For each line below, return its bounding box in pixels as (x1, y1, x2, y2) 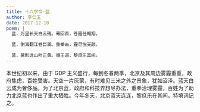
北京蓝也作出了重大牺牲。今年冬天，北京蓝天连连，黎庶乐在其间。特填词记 (11, 92, 194, 99)
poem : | (6, 25, 26, 32)
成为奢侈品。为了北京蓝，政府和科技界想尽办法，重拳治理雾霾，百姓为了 (11, 84, 189, 91)
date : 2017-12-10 (6, 20, 49, 26)
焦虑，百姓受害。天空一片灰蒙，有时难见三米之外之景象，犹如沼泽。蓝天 (11, 77, 189, 84)
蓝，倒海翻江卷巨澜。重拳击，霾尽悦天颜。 (11, 42, 101, 48)
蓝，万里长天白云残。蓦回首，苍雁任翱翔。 (11, 31, 101, 37)
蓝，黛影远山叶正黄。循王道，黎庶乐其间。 (11, 52, 101, 58)
